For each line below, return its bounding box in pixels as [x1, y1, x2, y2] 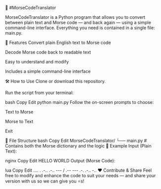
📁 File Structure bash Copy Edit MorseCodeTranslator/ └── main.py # [5, 138, 147, 143]
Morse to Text [5, 119, 34, 124]
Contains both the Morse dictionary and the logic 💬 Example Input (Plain [5, 143, 152, 148]
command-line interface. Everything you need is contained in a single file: [5, 25, 155, 31]
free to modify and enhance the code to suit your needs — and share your [5, 173, 156, 178]
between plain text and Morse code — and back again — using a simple [5, 20, 152, 25]
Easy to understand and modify [5, 59, 69, 64]
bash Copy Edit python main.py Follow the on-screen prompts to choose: [5, 99, 154, 105]
